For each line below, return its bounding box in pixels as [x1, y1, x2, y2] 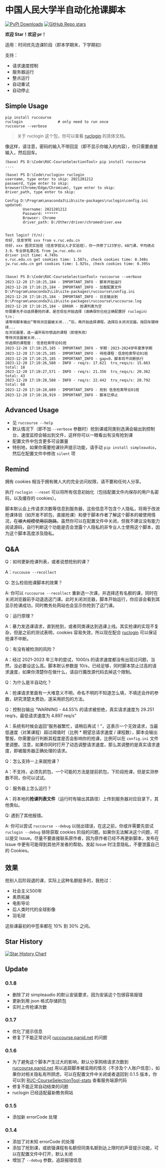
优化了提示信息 [12, 1028, 43, 1034]
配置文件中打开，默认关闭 [21, 1151, 73, 1157]
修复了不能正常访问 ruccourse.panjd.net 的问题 [12, 1034, 108, 1040]
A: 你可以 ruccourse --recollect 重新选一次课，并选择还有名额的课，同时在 [5, 590, 158, 596]
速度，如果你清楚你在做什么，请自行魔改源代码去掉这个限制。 [9, 669, 134, 675]
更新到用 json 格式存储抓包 [12, 997, 67, 1003]
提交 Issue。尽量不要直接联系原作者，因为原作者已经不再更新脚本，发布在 [9, 835, 159, 841]
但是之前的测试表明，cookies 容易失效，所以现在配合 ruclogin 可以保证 [13, 629, 157, 636]
